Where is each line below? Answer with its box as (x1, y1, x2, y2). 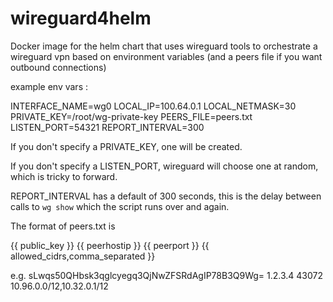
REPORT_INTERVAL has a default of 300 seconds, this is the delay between (10, 190, 322, 202)
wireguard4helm (10, 7, 152, 30)
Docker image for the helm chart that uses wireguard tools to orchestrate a (10, 40, 318, 52)
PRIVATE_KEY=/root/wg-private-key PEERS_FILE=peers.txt (10, 110, 253, 122)
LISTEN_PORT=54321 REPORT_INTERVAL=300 (10, 121, 205, 133)
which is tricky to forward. (10, 170, 118, 182)
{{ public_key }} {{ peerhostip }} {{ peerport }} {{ (10, 239, 210, 251)
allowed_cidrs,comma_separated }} (10, 250, 156, 262)
